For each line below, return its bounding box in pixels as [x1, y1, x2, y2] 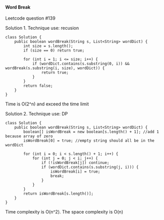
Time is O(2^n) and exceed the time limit [5, 101, 89, 107]
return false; [23, 83, 53, 88]
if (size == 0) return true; [23, 48, 85, 53]
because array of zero [5, 134, 53, 139]
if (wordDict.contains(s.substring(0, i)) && [32, 61, 130, 67]
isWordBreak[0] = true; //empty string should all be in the [23, 138, 155, 143]
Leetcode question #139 [5, 15, 56, 21]
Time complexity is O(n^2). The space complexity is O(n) [5, 209, 124, 215]
